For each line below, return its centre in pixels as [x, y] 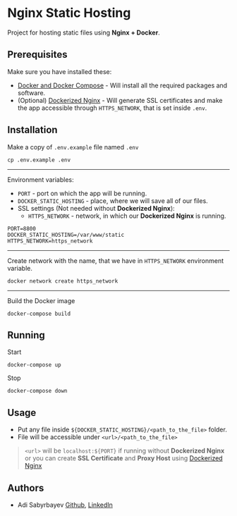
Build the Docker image [41, 300]
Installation [32, 130]
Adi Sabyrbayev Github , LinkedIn [65, 505]
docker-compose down [38, 391]
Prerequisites [37, 55]
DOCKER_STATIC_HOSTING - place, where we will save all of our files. [113, 201]
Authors [26, 488]
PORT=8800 [22, 228]
